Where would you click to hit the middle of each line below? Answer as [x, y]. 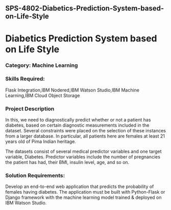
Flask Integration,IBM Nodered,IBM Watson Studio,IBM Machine [72, 90]
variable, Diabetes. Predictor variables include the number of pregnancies [83, 157]
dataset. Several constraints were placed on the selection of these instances [86, 131]
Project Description [30, 108]
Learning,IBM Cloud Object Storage [43, 95]
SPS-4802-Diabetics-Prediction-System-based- [85, 8]
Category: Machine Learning [42, 65]
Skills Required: [25, 79]
